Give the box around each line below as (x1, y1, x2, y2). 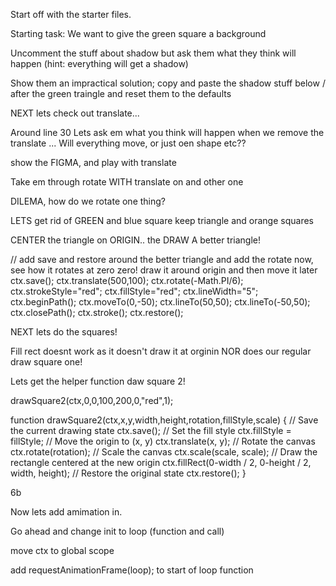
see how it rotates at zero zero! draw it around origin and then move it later (10, 264, 318, 276)
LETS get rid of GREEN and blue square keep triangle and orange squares (10, 215, 314, 226)
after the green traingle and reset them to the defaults (10, 88, 232, 99)
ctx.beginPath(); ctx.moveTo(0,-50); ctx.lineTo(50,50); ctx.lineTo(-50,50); (10, 296, 311, 308)
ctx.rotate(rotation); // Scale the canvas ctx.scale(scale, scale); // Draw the (10, 446, 318, 458)
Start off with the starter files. (10, 9, 132, 20)
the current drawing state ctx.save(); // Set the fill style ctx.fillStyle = (10, 425, 292, 436)
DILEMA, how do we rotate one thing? (10, 195, 167, 207)
